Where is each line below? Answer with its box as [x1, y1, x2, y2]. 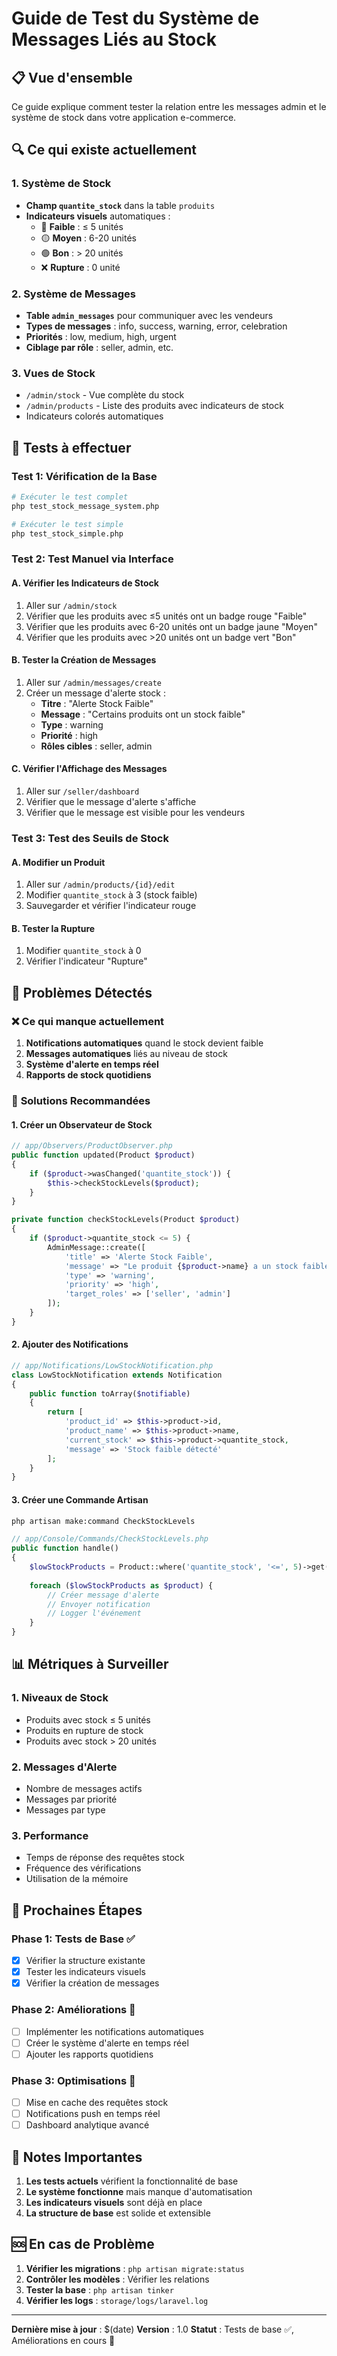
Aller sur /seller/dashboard [25, 785, 140, 797]
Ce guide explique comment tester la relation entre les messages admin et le [11, 101, 327, 112]
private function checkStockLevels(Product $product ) [11, 1215, 241, 1225]
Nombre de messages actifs [25, 1783, 143, 1795]
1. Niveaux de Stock [11, 1691, 109, 1705]
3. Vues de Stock [11, 366, 96, 380]
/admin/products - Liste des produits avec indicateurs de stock [25, 400, 284, 412]
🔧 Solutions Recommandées [11, 1093, 151, 1107]
